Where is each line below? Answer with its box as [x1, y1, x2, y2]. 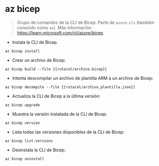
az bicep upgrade [5, 102, 40, 108]
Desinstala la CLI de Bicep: [12, 147, 66, 153]
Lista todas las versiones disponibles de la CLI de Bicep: [12, 129, 125, 135]
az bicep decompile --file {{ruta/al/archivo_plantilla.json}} [5, 84, 136, 90]
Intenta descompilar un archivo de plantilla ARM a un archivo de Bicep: [12, 75, 154, 81]
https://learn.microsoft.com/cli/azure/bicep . [16, 30, 105, 36]
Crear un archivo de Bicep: [12, 57, 66, 63]
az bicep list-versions [5, 138, 53, 143]
